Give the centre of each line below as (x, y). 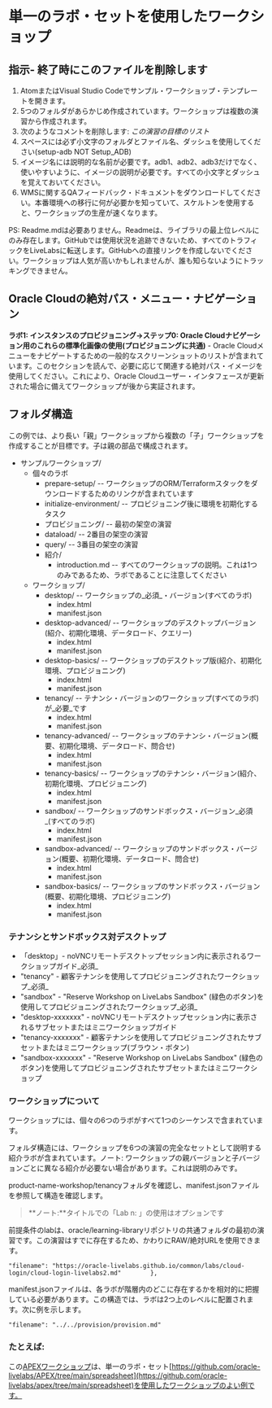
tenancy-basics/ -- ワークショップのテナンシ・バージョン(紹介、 (153, 773)
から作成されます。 (59, 121)
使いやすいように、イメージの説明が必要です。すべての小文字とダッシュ (140, 172)
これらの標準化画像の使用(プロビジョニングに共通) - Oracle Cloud (147, 345)
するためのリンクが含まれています (137, 493)
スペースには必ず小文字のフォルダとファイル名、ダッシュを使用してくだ (140, 142)
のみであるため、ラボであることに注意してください (142, 575)
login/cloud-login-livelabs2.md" (65, 1273)
